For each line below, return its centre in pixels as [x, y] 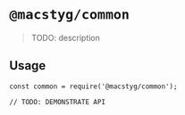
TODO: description [66, 37]
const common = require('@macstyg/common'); [93, 86]
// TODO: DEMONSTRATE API [57, 102]
